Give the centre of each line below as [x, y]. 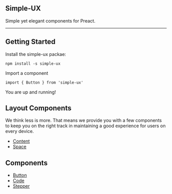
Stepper [21, 186]
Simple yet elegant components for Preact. [50, 21]
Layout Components [38, 108]
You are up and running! [31, 92]
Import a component [27, 73]
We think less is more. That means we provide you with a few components [84, 121]
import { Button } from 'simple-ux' [44, 82]
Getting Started [30, 42]
